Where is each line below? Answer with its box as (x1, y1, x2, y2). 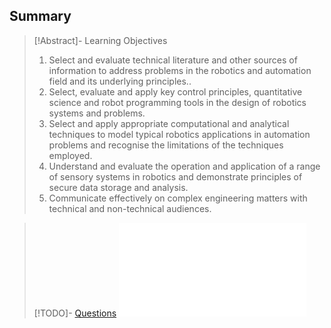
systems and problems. (48, 107, 146, 119)
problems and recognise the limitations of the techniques (48, 139, 284, 151)
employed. (48, 149, 93, 161)
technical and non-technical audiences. (48, 202, 212, 214)
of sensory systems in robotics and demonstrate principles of (48, 170, 303, 183)
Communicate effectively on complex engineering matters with (48, 192, 308, 204)
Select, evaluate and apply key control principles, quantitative (48, 85, 303, 98)
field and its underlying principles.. (48, 75, 192, 87)
